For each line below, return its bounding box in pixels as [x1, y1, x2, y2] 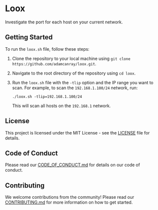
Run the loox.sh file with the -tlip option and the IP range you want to [12, 79, 154, 85]
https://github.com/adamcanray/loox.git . [12, 60, 96, 66]
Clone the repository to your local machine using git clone [12, 56, 131, 61]
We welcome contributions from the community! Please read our [5, 194, 135, 200]
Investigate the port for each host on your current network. [5, 19, 123, 25]
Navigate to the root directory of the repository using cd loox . [12, 70, 136, 76]
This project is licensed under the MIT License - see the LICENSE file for [5, 130, 150, 135]
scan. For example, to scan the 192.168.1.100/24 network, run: [12, 85, 138, 91]
